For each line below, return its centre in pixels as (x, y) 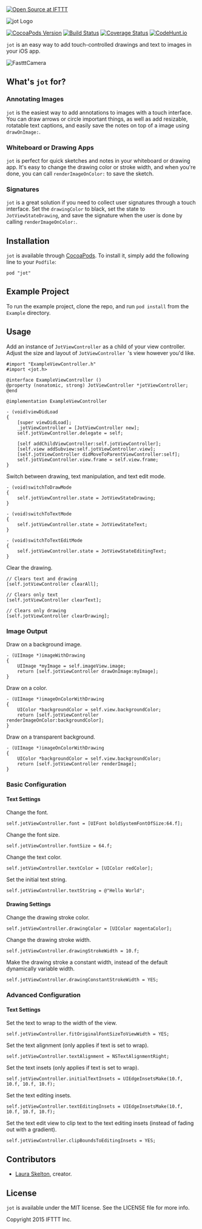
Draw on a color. (27, 688)
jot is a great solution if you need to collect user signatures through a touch (101, 203)
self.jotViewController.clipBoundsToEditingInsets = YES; (81, 1141)
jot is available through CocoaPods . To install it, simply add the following (98, 256)
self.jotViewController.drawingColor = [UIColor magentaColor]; (89, 929)
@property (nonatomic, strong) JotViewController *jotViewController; (97, 385)
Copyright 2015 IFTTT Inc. (39, 1219)
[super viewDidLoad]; (44, 422)
